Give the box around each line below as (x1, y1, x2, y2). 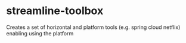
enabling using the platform (6, 29, 74, 37)
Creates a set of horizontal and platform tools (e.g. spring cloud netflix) (6, 24, 181, 31)
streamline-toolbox (6, 4, 104, 18)
